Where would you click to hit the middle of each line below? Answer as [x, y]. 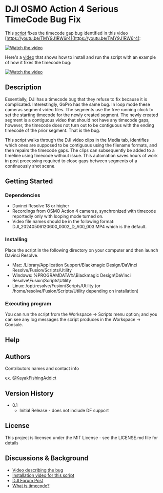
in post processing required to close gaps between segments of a [71, 161]
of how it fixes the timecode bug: [38, 62]
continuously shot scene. [31, 166]
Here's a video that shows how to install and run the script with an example [81, 57]
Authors [18, 357]
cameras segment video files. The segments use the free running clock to [79, 109]
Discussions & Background [47, 458]
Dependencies [23, 196]
